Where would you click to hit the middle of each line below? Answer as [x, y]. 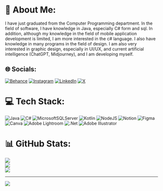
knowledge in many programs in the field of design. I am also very [71, 44]
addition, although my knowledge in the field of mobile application [71, 33]
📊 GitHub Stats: [38, 143]
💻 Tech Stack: [35, 101]
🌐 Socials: [21, 69]
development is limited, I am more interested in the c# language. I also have [81, 39]
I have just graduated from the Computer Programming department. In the [79, 23]
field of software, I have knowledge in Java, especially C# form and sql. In [79, 28]
